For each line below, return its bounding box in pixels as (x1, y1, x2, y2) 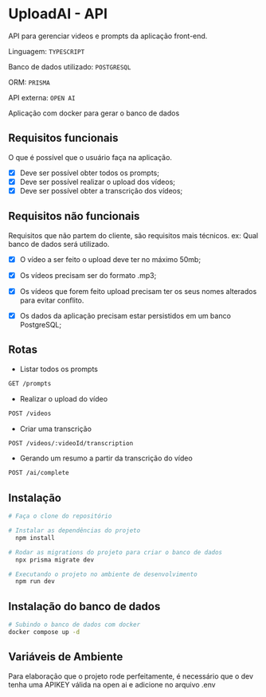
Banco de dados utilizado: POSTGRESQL (8, 61, 131, 72)
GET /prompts (8, 379, 52, 387)
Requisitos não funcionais (8, 209, 140, 223)
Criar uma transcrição (19, 424, 92, 433)
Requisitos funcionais (8, 131, 119, 145)
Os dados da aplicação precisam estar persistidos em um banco (19, 311, 231, 320)
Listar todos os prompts (19, 364, 98, 374)
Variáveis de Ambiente (8, 650, 123, 664)
